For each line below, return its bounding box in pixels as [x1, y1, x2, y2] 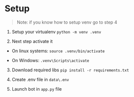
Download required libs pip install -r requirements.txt [11, 67, 129, 73]
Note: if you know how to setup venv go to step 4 [16, 19, 117, 25]
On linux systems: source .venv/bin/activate [11, 48, 105, 54]
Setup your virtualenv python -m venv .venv [11, 29, 101, 34]
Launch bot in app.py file [11, 86, 62, 92]
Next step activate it [11, 38, 53, 44]
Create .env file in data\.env [11, 76, 69, 82]
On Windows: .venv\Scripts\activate [11, 57, 89, 63]
